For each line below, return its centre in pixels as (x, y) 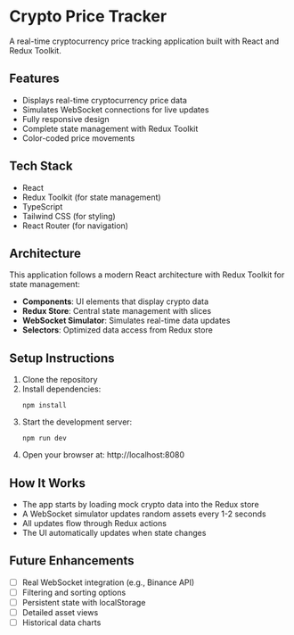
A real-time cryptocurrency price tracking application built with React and (144, 41)
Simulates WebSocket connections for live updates (115, 110)
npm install (44, 406)
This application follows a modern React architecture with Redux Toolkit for (147, 275)
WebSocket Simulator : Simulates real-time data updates (126, 321)
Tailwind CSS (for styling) (69, 216)
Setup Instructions (62, 358)
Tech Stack (41, 166)
